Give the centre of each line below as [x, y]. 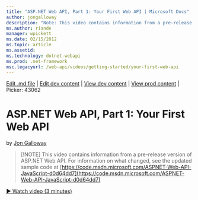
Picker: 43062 [23, 90]
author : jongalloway [32, 17]
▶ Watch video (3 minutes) [39, 191]
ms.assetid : [21, 50]
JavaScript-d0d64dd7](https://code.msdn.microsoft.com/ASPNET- [103, 173]
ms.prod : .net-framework [37, 61]
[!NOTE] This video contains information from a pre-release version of [106, 154]
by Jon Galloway [26, 143]
